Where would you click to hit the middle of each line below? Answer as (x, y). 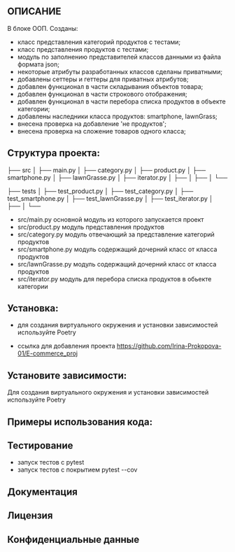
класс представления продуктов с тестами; (83, 49)
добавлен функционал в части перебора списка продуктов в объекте (121, 101)
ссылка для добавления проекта (66, 346)
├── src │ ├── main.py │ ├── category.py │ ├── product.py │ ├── (107, 170)
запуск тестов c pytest (51, 462)
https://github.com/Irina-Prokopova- (169, 346)
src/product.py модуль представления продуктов (91, 227)
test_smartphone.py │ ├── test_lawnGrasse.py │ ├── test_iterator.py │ (110, 198)
